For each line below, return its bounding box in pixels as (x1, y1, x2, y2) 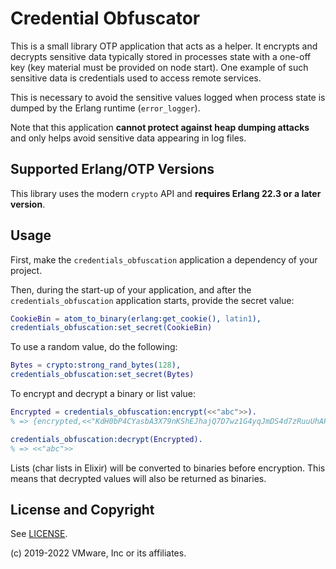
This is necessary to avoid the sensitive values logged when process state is (10, 91, 326, 103)
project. (10, 264, 43, 276)
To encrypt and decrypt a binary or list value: (10, 388, 196, 400)
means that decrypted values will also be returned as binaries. (10, 472, 267, 484)
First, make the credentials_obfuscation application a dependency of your (10, 253, 318, 266)
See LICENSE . (10, 528, 68, 540)
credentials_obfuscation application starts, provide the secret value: (10, 294, 295, 306)
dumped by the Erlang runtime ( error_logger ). (10, 102, 201, 114)
